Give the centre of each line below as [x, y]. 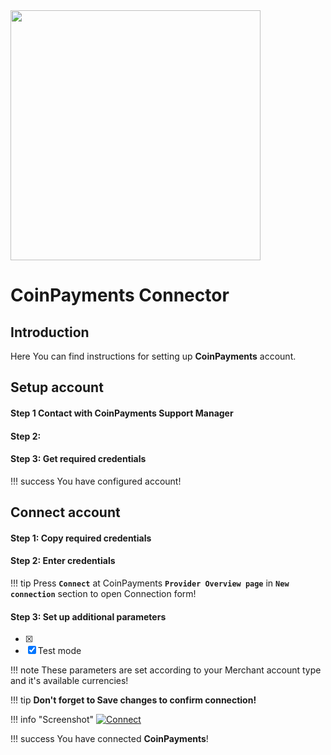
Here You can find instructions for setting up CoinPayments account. [153, 356]
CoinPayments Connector [120, 295]
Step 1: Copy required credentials [81, 538]
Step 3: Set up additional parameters [88, 616]
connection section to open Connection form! [103, 593]
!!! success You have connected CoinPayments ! [109, 739]
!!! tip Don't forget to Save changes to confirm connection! [133, 700]
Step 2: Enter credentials [63, 561]
